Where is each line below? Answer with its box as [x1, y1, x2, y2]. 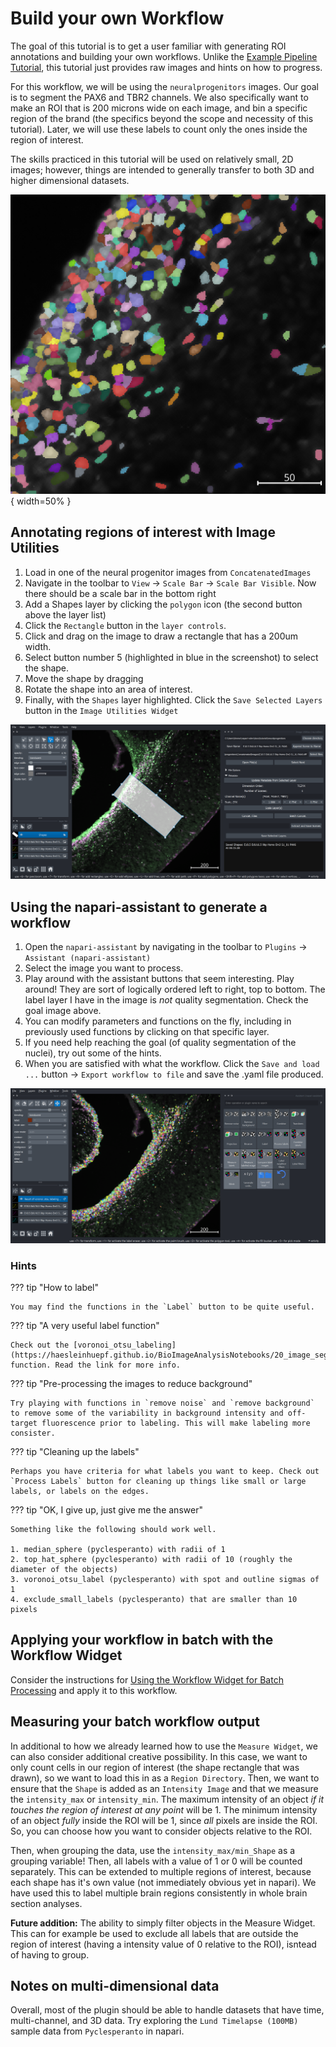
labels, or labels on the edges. [10, 1486, 150, 1496]
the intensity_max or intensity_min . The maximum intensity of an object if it [10, 1793, 325, 1805]
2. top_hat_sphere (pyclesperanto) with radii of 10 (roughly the [10, 1554, 293, 1564]
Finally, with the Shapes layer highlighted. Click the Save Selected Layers [24, 693, 323, 706]
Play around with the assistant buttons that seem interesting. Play [24, 973, 295, 985]
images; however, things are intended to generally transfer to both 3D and [10, 163, 315, 176]
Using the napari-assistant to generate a [10, 898, 268, 916]
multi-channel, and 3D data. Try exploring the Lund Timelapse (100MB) [10, 2015, 299, 2027]
